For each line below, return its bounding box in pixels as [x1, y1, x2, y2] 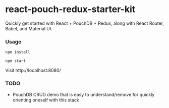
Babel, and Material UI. [5, 25, 53, 31]
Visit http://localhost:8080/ [5, 67, 62, 74]
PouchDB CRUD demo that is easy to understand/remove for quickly [12, 91, 155, 97]
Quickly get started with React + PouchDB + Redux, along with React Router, [5, 20, 164, 26]
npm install [5, 49, 30, 55]
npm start [5, 59, 26, 64]
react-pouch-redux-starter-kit [5, 4, 136, 15]
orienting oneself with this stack [12, 97, 79, 103]
